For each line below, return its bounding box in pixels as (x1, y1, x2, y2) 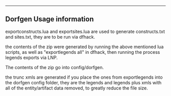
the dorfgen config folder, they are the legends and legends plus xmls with (5, 79, 162, 85)
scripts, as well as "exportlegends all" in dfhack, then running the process (5, 49, 160, 55)
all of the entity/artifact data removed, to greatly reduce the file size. (5, 85, 148, 91)
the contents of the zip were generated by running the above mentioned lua (5, 44, 164, 50)
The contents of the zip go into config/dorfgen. (5, 64, 104, 70)
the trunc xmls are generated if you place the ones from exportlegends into (5, 74, 163, 80)
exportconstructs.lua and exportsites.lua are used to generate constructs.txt (5, 28, 165, 35)
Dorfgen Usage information (5, 15, 94, 23)
